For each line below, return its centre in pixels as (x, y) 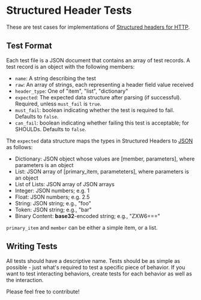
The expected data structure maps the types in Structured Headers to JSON (100, 141)
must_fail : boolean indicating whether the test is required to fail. (94, 110)
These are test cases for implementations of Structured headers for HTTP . (98, 27)
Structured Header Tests (69, 10)
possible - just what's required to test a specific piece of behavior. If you (96, 267)
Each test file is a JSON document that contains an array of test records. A (98, 60)
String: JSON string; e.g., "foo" (53, 203)
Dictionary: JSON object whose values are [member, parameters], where (105, 159)
